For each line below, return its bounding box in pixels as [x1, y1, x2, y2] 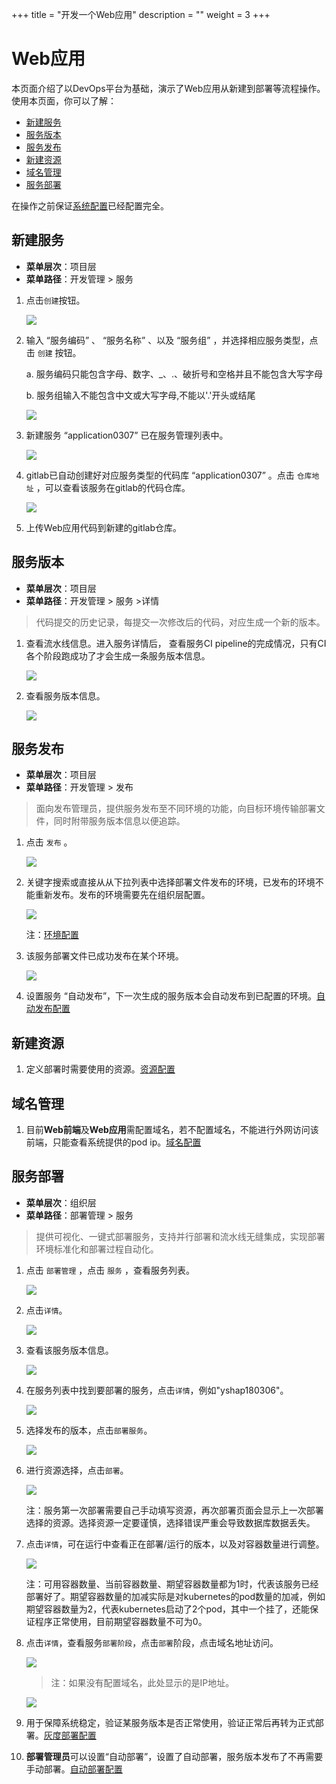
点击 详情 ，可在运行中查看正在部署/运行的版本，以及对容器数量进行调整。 [25, 1538, 325, 1550]
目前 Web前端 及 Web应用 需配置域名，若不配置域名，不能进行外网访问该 [25, 1124, 319, 1135]
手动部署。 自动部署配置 [25, 1763, 123, 1775]
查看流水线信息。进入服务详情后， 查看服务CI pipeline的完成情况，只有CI [25, 637, 327, 649]
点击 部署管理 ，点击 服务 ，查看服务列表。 [25, 1264, 195, 1276]
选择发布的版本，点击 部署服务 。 [25, 1424, 153, 1436]
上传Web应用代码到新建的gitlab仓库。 [25, 521, 182, 533]
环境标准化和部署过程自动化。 [35, 1243, 159, 1255]
